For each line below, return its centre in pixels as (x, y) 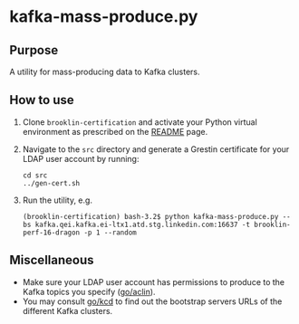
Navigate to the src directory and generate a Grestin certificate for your (156, 149)
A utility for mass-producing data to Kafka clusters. (105, 71)
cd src (35, 175)
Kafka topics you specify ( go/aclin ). (89, 291)
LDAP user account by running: (81, 158)
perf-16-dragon (51, 233)
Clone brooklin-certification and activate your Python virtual (140, 122)
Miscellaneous (52, 260)
